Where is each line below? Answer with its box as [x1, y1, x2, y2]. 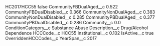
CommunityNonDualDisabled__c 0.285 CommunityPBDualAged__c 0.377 [5, 14, 155, 20]
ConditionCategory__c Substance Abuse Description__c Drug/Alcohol [5, 25, 148, 31]
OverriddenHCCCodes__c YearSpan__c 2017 [5, 36, 97, 41]
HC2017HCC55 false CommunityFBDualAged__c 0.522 [5, 4, 118, 9]
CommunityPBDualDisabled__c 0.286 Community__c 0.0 [5, 20, 121, 25]
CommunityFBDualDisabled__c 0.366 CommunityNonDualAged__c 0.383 [5, 9, 155, 15]
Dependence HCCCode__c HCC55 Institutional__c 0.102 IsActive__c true [5, 30, 154, 36]
